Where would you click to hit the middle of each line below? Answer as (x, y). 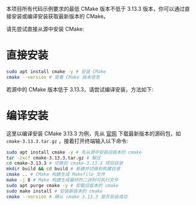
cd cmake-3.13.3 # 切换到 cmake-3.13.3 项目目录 (65, 163)
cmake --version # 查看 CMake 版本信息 (53, 77)
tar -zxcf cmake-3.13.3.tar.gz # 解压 (53, 158)
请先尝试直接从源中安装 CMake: (45, 29)
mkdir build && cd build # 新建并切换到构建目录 (63, 169)
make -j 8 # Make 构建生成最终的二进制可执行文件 (62, 180)
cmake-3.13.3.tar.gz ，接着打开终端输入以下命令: (67, 141)
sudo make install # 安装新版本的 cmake (54, 191)
